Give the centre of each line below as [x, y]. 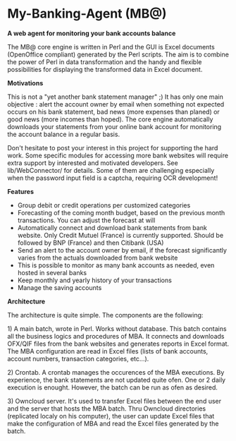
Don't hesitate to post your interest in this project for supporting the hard [113, 147]
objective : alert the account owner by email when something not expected [116, 104]
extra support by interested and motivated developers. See [93, 163]
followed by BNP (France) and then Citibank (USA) [91, 243]
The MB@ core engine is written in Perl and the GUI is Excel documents [111, 47]
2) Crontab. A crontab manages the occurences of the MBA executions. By [116, 372]
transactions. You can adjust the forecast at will [86, 220]
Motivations [25, 83]
